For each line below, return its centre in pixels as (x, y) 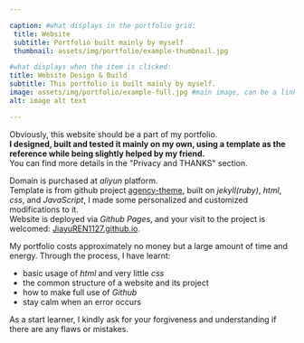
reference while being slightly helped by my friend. (107, 153)
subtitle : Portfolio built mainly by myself (98, 42)
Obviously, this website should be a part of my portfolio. (114, 134)
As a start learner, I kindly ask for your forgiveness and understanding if (143, 319)
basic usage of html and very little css (93, 273)
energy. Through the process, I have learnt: (90, 255)
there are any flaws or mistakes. (69, 329)
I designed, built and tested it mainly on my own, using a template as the (148, 144)
